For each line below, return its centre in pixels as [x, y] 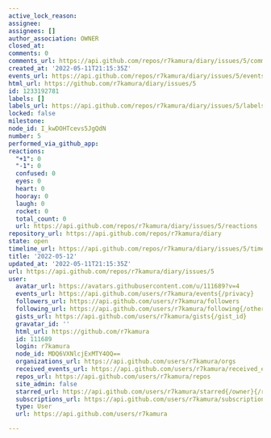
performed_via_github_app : [54, 143]
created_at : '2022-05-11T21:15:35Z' [70, 69]
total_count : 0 [41, 219]
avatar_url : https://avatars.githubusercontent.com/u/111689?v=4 [128, 286]
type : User [34, 406]
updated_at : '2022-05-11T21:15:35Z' [70, 263]
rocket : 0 [32, 211]
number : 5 [25, 136]
